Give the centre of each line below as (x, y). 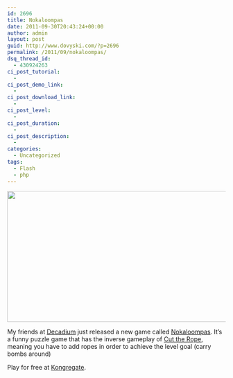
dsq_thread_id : (29, 59)
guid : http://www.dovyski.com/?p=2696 (63, 46)
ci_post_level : (29, 110)
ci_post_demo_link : (35, 85)
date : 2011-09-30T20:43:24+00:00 (55, 26)
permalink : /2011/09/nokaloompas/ (57, 53)
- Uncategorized (37, 156)
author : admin (28, 33)
